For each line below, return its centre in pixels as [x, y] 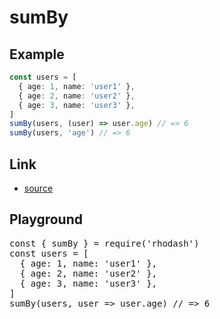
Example [37, 54]
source [38, 188]
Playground [46, 219]
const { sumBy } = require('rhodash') [104, 243]
